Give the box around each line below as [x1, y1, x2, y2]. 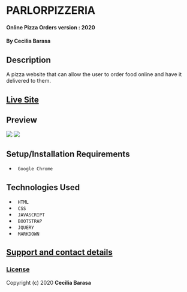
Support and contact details [6, 247, 113, 258]
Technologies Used [6, 182, 80, 192]
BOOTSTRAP [17, 218, 43, 225]
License [6, 265, 30, 273]
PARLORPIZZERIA [6, 4, 96, 17]
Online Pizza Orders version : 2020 [6, 23, 95, 31]
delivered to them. [6, 77, 52, 85]
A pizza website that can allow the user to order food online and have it [6, 71, 182, 78]
